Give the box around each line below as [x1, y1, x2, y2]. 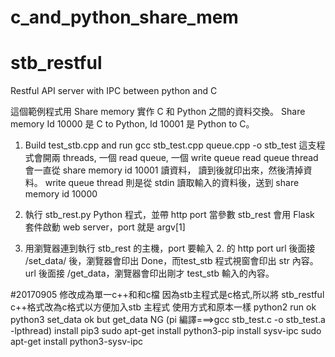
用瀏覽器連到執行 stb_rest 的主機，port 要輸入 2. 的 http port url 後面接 [24, 242, 316, 255]
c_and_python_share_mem [10, 6, 239, 29]
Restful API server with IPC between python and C [10, 85, 218, 97]
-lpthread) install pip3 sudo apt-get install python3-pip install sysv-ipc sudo [10, 325, 322, 337]
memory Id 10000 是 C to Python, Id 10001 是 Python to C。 [10, 118, 255, 130]
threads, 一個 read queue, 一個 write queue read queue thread [62, 152, 319, 164]
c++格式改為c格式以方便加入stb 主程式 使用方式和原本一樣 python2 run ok [10, 301, 317, 313]
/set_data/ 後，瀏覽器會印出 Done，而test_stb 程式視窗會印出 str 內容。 [24, 255, 319, 267]
